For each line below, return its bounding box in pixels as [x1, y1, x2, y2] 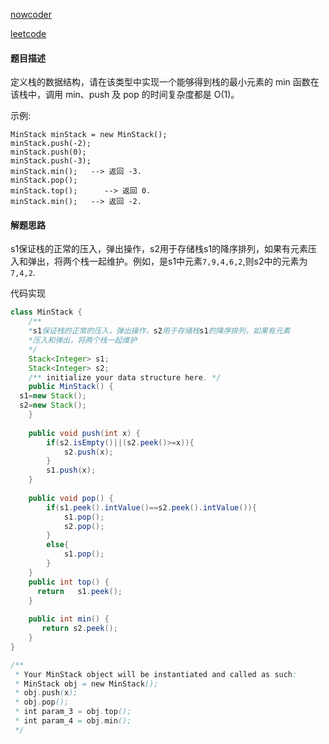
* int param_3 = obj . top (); [14, 707, 132, 717]
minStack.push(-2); [10, 139, 92, 149]
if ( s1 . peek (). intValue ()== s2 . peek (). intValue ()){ [46, 502, 257, 513]
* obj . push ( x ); [14, 688, 78, 698]
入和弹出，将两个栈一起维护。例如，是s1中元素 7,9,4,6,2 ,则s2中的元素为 [10, 255, 308, 268]
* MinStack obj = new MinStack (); [14, 679, 159, 689]
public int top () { [28, 577, 110, 587]
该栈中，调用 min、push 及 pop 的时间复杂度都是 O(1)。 [10, 89, 240, 101]
